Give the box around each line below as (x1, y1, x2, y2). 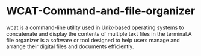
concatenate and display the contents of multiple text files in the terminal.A (6, 30, 193, 37)
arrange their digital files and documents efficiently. (6, 43, 134, 50)
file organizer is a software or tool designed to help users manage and (6, 36, 181, 43)
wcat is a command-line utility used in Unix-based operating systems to (6, 24, 185, 31)
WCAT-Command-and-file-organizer (6, 4, 196, 18)
